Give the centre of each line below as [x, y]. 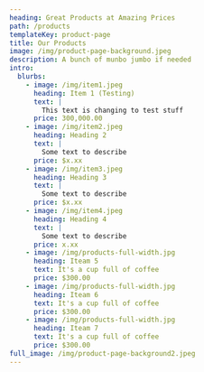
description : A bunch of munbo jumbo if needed [101, 60]
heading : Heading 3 [70, 177]
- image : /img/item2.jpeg [74, 127]
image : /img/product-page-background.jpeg [90, 51]
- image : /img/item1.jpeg [74, 85]
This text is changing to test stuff [112, 110]
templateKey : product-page [60, 34]
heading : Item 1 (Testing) [84, 93]
